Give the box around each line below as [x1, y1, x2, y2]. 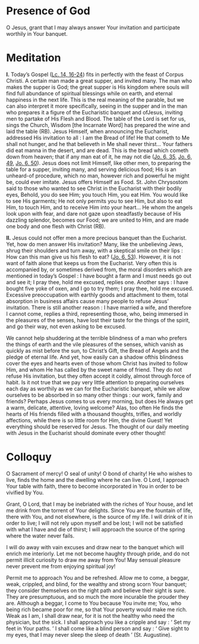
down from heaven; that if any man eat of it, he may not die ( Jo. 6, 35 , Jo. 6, [6, 153, 192, 160]
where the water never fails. [6, 532, 75, 539]
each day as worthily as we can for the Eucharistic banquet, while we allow [6, 385, 190, 392]
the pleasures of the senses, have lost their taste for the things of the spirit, [6, 316, 190, 323]
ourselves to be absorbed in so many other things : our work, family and [6, 391, 182, 399]
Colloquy [6, 450, 52, 464]
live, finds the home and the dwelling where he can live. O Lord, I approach [6, 476, 189, 483]
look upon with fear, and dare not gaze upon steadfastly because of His [6, 210, 181, 217]
